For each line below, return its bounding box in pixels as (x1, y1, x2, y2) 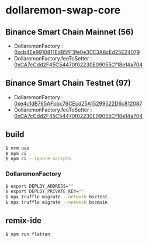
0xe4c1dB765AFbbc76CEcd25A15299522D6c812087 (13, 100, 143, 107)
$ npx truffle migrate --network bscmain (5, 200, 108, 205)
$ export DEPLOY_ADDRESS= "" (5, 183, 74, 189)
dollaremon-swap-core (5, 4, 121, 17)
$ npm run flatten (5, 231, 50, 237)
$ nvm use (5, 145, 30, 151)
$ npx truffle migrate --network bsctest (5, 194, 108, 200)
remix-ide (5, 215, 42, 226)
